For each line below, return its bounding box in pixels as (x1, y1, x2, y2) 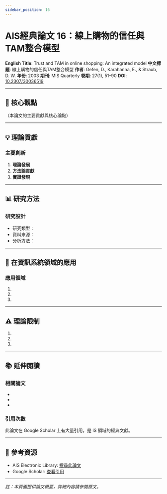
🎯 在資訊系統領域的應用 (5, 258, 77, 267)
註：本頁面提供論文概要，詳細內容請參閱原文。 (5, 484, 101, 490)
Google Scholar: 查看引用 (12, 469, 65, 475)
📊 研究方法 (5, 195, 40, 203)
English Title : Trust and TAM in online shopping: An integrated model (5, 60, 147, 66)
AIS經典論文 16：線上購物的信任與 (5, 30, 145, 41)
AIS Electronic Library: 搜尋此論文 (12, 462, 82, 468)
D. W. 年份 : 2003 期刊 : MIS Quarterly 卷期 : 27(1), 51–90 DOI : (5, 73, 127, 79)
